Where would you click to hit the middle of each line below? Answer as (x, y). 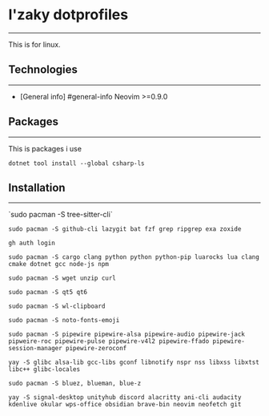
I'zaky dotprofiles (68, 15)
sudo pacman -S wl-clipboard (57, 306)
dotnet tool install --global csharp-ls (77, 163)
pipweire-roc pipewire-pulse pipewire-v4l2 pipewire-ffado (109, 341)
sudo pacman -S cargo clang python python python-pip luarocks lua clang (134, 257)
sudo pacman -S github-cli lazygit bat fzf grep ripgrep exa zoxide (125, 229)
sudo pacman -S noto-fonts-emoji (64, 321)
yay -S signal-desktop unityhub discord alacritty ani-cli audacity (125, 398)
